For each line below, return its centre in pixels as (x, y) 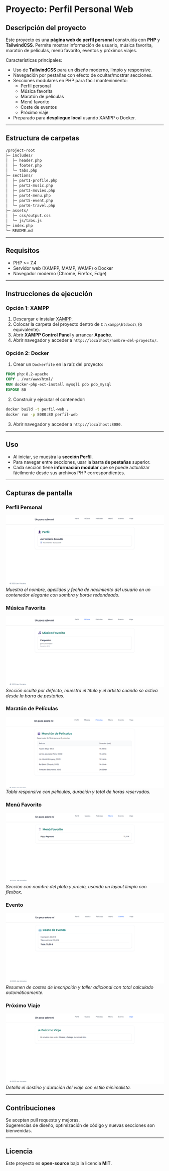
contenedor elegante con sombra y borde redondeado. (63, 595)
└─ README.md (19, 231)
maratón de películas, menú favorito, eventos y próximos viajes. (71, 50)
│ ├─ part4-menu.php (28, 196)
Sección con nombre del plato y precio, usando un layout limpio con (76, 886)
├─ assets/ (17, 211)
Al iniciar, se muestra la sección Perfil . (53, 457)
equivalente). (27, 330)
